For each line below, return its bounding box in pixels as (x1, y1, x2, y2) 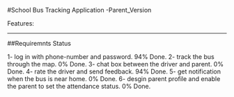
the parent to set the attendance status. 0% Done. (7, 82, 151, 90)
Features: (7, 19, 35, 27)
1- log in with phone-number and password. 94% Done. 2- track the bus (7, 53, 214, 61)
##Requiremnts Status (7, 39, 72, 47)
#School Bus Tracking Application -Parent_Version (7, 6, 152, 14)
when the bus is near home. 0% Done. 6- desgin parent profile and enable (7, 75, 221, 82)
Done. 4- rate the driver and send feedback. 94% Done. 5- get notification (7, 67, 221, 76)
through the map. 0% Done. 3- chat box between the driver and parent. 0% (7, 60, 224, 68)
